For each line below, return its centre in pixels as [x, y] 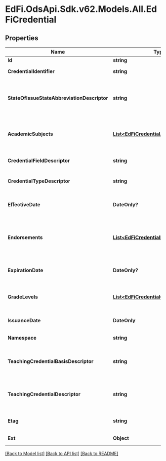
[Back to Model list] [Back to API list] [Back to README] [62, 454]
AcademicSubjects [30, 134]
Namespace [22, 338]
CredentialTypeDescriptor [39, 181]
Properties [22, 38]
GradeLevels [23, 297]
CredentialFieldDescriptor [39, 161]
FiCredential [31, 20]
